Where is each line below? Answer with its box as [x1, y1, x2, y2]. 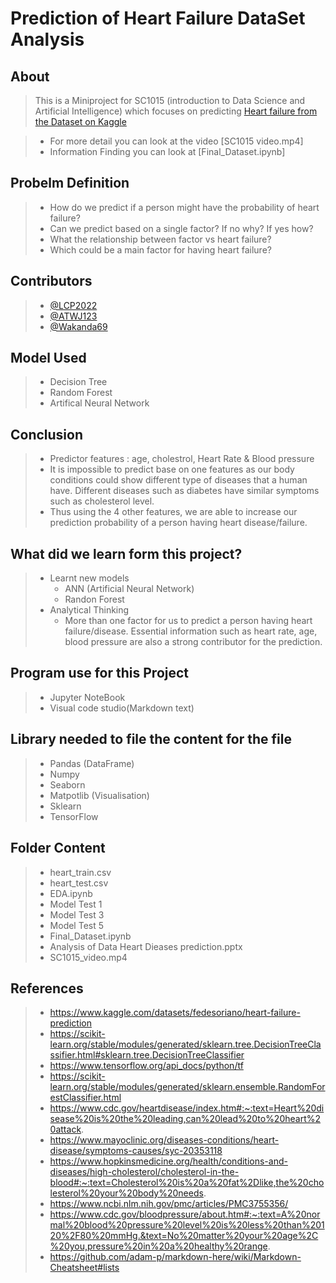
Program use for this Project [10, 665, 190, 682]
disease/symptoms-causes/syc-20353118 [49, 1145, 223, 1157]
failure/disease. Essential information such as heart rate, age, [64, 625, 318, 637]
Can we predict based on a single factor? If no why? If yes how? [49, 222, 314, 234]
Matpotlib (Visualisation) [49, 789, 150, 801]
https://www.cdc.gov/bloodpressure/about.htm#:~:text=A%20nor [49, 1208, 321, 1221]
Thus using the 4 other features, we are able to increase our [49, 506, 298, 518]
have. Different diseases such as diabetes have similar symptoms [49, 485, 320, 497]
